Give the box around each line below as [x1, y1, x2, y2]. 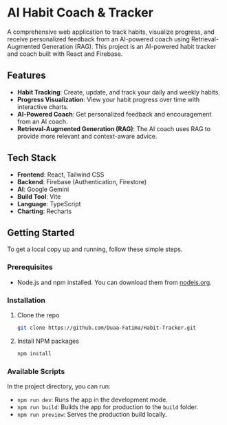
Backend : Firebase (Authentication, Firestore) [17, 177, 147, 186]
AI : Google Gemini [17, 185, 69, 193]
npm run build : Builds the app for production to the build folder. [17, 403, 198, 411]
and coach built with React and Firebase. [7, 50, 123, 58]
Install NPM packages [17, 337, 79, 345]
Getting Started [7, 226, 75, 239]
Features [7, 70, 46, 81]
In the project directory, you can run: [7, 382, 111, 391]
